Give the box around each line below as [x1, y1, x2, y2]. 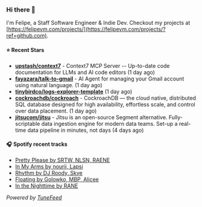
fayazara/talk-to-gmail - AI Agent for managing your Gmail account [14, 75, 185, 82]
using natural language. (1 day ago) [14, 81, 103, 88]
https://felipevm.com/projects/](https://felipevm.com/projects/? [8, 25, 166, 33]
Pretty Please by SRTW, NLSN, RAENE [14, 156, 110, 163]
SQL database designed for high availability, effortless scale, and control [14, 100, 195, 108]
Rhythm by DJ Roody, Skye [14, 169, 83, 176]
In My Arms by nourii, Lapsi [14, 163, 83, 170]
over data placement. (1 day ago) [14, 107, 97, 114]
